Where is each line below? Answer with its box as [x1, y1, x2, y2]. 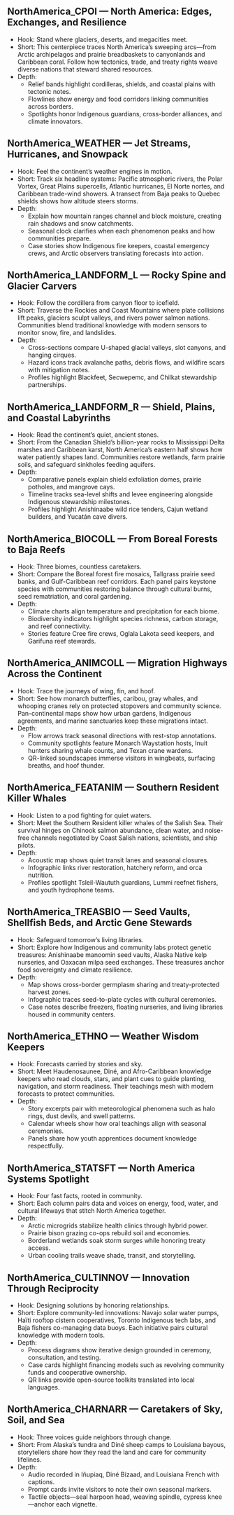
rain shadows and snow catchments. [27, 219, 134, 227]
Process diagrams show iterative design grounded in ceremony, [27, 1345, 212, 1354]
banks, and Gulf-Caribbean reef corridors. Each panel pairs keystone [17, 578, 217, 586]
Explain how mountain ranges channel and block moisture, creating [27, 212, 221, 220]
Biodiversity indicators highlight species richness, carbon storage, [27, 615, 219, 623]
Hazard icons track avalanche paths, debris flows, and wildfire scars [27, 358, 225, 367]
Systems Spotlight [7, 1173, 89, 1185]
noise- [205, 826, 224, 834]
